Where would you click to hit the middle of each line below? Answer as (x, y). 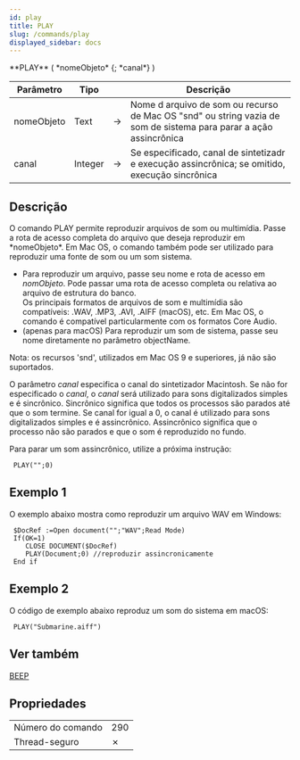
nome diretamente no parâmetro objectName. (106, 341)
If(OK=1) (29, 538)
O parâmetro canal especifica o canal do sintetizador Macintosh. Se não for (149, 384)
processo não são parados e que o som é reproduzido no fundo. (128, 432)
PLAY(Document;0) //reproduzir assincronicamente (120, 554)
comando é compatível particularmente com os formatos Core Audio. (150, 321)
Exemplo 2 (39, 589)
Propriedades (48, 703)
